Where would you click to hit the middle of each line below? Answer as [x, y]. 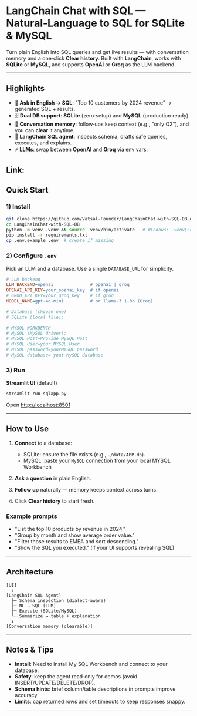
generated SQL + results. [45, 109]
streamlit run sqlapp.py [36, 394]
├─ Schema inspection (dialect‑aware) [59, 600]
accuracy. [27, 695]
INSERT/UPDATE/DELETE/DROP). [55, 683]
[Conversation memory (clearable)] [50, 626]
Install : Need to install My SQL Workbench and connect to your [91, 664]
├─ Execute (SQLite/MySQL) [44, 611]
